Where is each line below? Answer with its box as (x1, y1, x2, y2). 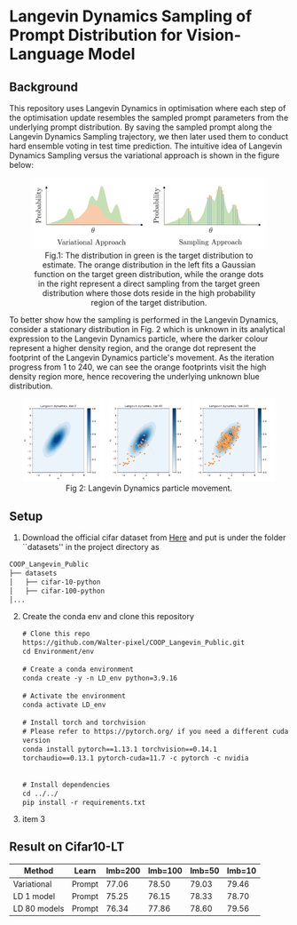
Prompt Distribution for (9, 25, 184, 45)
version (21, 736, 51, 745)
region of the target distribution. (90, 298, 207, 308)
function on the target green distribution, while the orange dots (34, 269, 264, 280)
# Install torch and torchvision (21, 718, 146, 727)
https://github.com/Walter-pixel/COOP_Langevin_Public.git (21, 638, 246, 647)
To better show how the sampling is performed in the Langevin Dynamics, (9, 315, 279, 325)
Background (9, 79, 78, 94)
